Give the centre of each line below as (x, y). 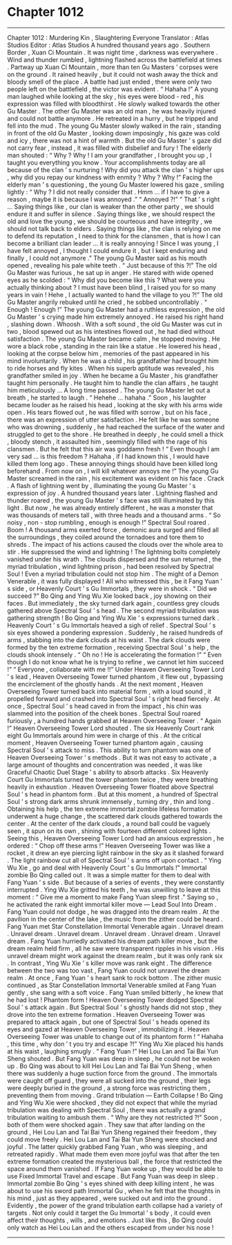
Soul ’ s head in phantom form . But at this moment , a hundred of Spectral (113, 794)
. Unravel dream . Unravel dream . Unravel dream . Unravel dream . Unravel (114, 933)
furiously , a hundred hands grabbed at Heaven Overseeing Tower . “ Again (114, 720)
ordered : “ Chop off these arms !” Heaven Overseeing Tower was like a (109, 845)
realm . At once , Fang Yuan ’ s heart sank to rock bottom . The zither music (115, 977)
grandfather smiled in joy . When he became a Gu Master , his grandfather (113, 375)
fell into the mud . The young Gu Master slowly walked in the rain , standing (114, 126)
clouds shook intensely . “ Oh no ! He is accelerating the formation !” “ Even (115, 655)
